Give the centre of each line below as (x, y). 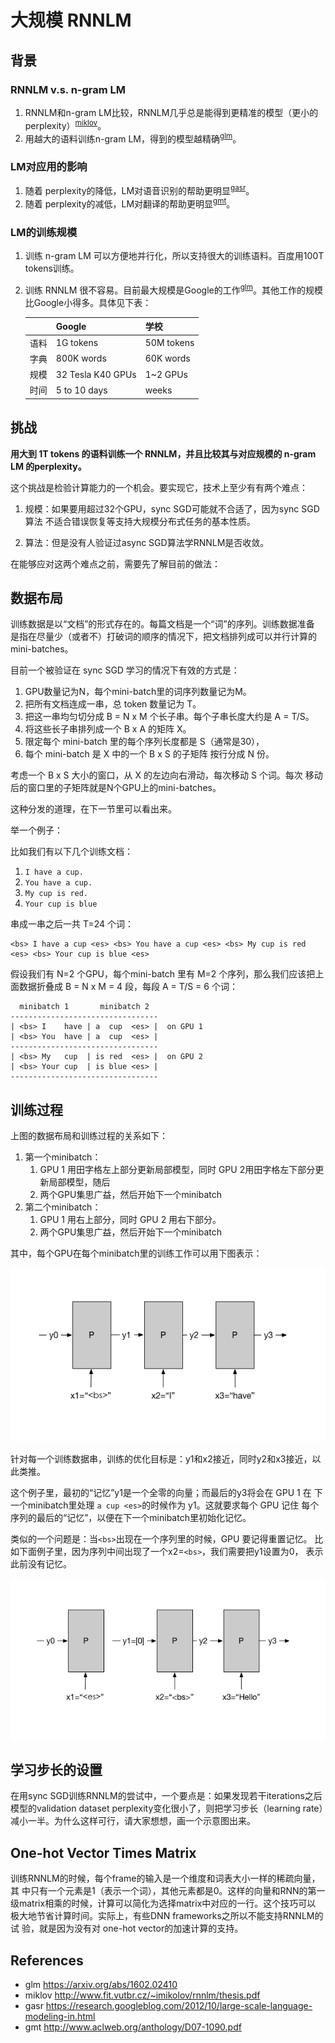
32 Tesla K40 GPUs (96, 374)
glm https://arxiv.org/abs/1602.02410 (101, 1984)
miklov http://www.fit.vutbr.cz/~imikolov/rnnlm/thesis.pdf (142, 1995)
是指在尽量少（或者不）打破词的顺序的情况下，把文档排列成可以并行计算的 (163, 637)
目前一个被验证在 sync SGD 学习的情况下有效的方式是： (125, 670)
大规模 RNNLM (71, 20)
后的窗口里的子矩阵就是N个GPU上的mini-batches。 (116, 788)
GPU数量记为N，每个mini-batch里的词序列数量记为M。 (138, 692)
